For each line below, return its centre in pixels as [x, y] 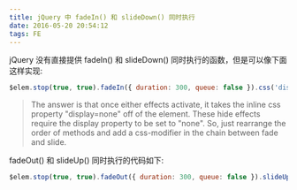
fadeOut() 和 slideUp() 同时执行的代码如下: [87, 161]
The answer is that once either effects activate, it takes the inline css [156, 105]
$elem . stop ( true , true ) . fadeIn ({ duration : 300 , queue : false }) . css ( [142, 88]
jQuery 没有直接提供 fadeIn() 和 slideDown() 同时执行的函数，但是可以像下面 [148, 60]
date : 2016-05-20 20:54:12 [59, 26]
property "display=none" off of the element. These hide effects [145, 114]
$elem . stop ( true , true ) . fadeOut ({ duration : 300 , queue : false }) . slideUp [150, 178]
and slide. [49, 142]
